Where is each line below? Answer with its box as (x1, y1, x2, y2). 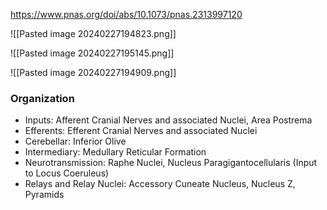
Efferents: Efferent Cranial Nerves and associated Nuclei (24, 125, 258, 137)
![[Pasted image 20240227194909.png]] (10, 67, 177, 78)
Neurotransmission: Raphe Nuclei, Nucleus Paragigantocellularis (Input (24, 157, 318, 169)
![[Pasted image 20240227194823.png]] (10, 28, 177, 39)
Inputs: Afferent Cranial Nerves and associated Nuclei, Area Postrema (24, 114, 313, 126)
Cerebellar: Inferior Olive (24, 135, 127, 148)
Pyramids (24, 189, 65, 201)
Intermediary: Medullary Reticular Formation (24, 146, 207, 158)
